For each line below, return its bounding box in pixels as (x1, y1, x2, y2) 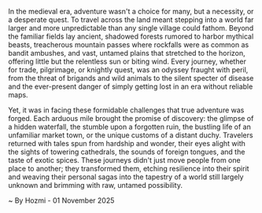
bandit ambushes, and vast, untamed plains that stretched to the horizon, (8, 49, 245, 57)
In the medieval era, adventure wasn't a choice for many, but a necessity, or (8, 7, 254, 16)
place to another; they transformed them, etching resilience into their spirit (8, 164, 249, 173)
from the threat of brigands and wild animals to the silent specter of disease (8, 74, 254, 83)
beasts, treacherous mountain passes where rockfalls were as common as (8, 40, 249, 50)
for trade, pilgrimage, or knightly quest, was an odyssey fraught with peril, (8, 65, 249, 74)
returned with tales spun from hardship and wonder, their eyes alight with (8, 139, 246, 148)
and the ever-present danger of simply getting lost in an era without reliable (8, 82, 253, 91)
